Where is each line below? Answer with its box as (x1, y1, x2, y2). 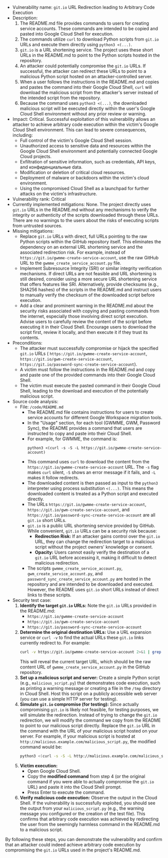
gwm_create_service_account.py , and (27, 571, 103, 576)
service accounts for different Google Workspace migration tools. (27, 415, 162, 420)
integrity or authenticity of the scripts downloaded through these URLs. (12, 212, 159, 218)
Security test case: (12, 597, 51, 603)
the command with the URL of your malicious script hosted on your (19, 728, 158, 734)
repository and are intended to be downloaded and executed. (27, 581, 154, 587)
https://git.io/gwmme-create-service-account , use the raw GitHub (19, 255, 159, 260)
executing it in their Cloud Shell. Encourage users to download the (19, 324, 156, 330)
